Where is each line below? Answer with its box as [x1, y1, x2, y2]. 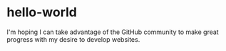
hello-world [6, 4, 78, 21]
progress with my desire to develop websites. [6, 35, 140, 43]
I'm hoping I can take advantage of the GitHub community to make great [6, 28, 219, 36]
